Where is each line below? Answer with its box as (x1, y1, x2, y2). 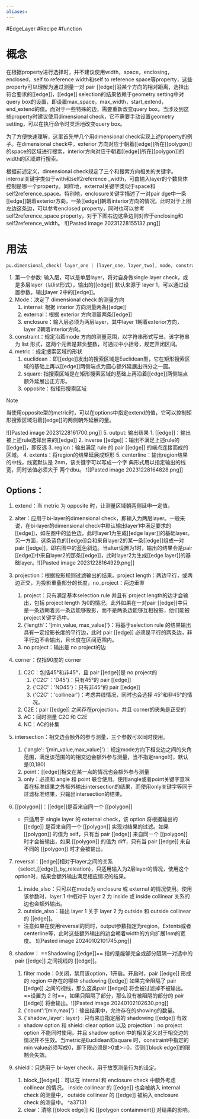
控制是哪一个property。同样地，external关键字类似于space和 (6, 182, 156, 190)
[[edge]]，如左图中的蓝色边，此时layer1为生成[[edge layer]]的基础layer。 (14, 530, 193, 537)
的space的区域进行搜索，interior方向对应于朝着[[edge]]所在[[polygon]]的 (6, 148, 185, 155)
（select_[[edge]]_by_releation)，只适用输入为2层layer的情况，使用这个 (14, 865, 190, 872)
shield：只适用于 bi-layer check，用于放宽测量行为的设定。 (14, 1064, 160, 1071)
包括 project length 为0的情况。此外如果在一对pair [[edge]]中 (34, 600, 183, 607)
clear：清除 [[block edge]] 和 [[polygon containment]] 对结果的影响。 (23, 1107, 193, 1114)
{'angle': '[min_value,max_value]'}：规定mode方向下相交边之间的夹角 (23, 746, 192, 753)
